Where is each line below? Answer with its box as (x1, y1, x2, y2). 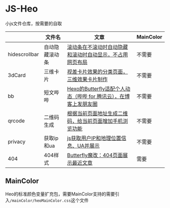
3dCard (8, 71, 26, 78)
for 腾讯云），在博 (88, 93, 130, 100)
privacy (8, 138, 26, 145)
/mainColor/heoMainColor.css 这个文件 (10, 197, 89, 203)
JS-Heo (5, 3, 38, 15)
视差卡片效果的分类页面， (67, 68, 128, 75)
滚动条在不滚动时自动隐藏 (67, 44, 128, 51)
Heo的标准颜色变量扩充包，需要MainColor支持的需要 (5, 191, 115, 197)
